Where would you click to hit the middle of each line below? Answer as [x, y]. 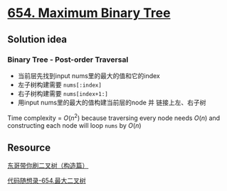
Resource [29, 147]
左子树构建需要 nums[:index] [59, 84]
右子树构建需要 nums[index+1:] [63, 93]
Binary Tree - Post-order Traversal [68, 60]
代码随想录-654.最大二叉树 [47, 181]
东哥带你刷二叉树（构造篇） [48, 165]
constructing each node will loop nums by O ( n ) [74, 125]
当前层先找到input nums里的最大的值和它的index [89, 75]
